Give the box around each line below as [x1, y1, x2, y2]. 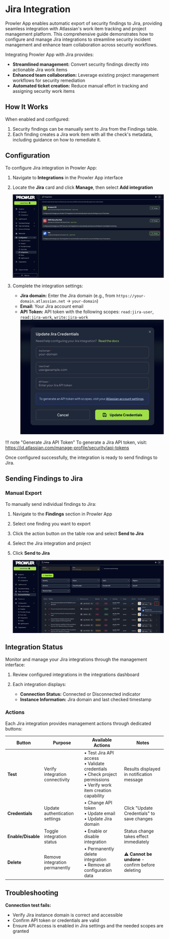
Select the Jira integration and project [12, 540, 91, 546]
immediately [124, 839, 149, 845]
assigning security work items [12, 88, 75, 94]
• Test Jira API [83, 750, 114, 756]
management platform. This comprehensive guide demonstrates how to [5, 31, 154, 37]
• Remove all [83, 862, 111, 868]
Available [92, 737, 112, 743]
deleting [124, 867, 141, 873]
